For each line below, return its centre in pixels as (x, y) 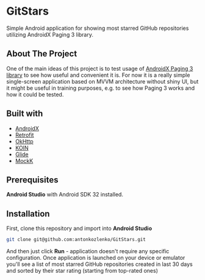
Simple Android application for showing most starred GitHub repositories (98, 28)
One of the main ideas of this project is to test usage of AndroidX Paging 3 (100, 68)
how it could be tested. (35, 94)
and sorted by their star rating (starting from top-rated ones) (82, 271)
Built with (25, 114)
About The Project (42, 54)
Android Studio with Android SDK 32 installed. (65, 195)
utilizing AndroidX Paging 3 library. (50, 34)
